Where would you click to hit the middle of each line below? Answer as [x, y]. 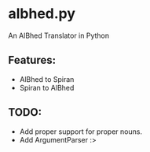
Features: [32, 60]
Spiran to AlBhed [47, 87]
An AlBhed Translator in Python [59, 35]
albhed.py [42, 14]
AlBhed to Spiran [47, 79]
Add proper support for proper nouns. [81, 132]
